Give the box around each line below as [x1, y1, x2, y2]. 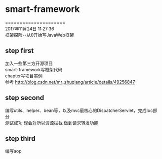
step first [5, 47, 34, 55]
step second [5, 94, 44, 102]
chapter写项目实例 [5, 73, 43, 79]
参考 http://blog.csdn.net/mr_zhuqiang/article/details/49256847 [5, 79, 135, 85]
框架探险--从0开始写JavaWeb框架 [5, 32, 74, 38]
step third [5, 134, 36, 143]
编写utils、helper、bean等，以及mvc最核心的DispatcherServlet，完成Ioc [5, 107, 153, 113]
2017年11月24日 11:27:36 [5, 26, 54, 32]
